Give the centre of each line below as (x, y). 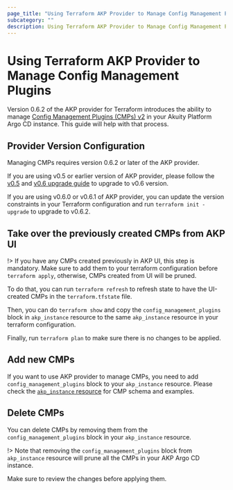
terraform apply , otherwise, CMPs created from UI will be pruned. (102, 275)
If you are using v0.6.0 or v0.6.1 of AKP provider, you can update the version (116, 197)
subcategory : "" (31, 20)
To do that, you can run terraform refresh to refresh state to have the (107, 289)
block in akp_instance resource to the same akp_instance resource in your (113, 317)
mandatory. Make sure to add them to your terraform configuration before (113, 268)
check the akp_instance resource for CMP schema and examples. (101, 391)
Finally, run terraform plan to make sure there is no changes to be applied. (114, 338)
